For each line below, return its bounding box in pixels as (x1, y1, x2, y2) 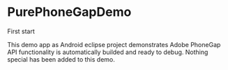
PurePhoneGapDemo (7, 4, 132, 20)
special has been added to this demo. (7, 55, 115, 63)
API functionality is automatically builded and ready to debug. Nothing (7, 48, 208, 56)
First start (7, 27, 35, 35)
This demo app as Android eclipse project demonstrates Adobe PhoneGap (7, 40, 221, 49)
